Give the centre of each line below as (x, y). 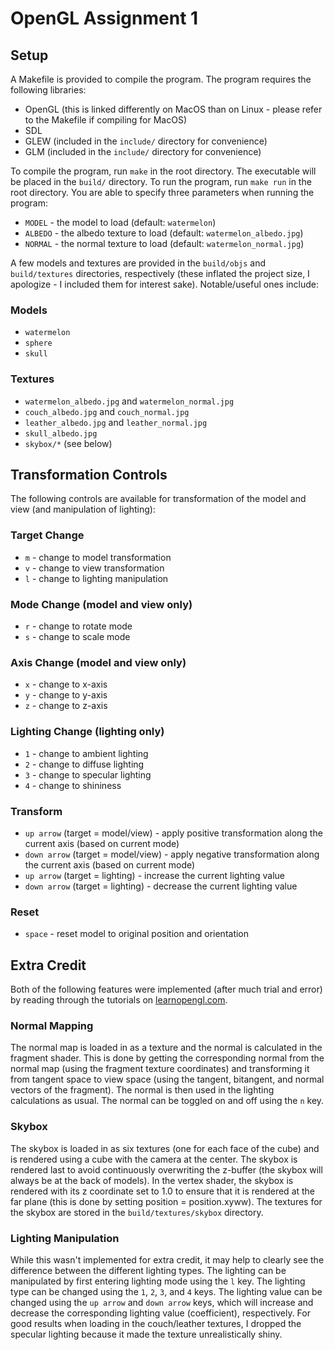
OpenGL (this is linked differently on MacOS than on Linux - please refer (173, 109)
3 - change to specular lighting (88, 774)
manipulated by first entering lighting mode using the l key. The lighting (158, 1281)
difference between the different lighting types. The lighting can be (148, 1270)
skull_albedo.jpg (61, 433)
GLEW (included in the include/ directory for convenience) (146, 141)
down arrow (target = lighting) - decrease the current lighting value (161, 886)
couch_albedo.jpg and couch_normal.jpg (107, 411)
